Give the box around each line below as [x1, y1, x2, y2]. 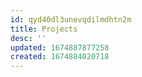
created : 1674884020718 [10, 52, 110, 62]
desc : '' [10, 33, 47, 43]
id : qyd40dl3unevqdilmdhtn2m [10, 14, 132, 25]
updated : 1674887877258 [10, 42, 110, 53]
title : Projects [10, 24, 78, 34]
